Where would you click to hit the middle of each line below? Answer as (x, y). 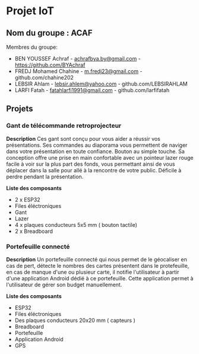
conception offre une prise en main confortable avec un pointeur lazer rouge (100, 157)
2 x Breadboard (34, 231)
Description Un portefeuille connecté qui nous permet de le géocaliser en (97, 259)
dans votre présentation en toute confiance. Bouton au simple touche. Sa (96, 151)
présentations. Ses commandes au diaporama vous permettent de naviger (97, 145)
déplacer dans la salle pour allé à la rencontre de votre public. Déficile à (94, 170)
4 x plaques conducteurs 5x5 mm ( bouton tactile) (76, 225)
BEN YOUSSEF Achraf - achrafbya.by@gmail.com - (78, 59)
